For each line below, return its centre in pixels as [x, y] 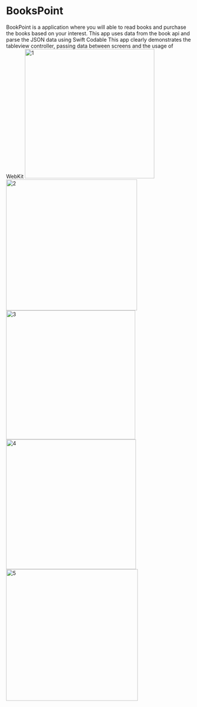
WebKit [15, 176]
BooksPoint [35, 11]
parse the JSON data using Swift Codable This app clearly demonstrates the [98, 39]
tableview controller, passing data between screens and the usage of [90, 46]
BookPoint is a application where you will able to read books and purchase [96, 27]
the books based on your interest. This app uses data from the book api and [98, 33]
